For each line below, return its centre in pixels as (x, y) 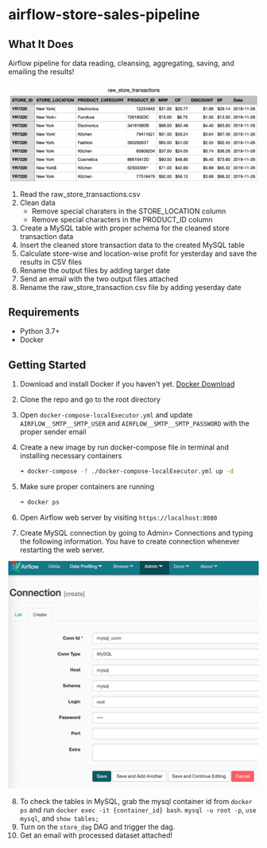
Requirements (44, 312)
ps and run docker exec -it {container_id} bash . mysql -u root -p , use (138, 810)
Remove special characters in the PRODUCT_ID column (122, 219)
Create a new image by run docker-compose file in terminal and (124, 447)
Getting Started (47, 365)
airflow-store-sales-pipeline (104, 15)
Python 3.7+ (40, 332)
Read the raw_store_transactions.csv (80, 194)
